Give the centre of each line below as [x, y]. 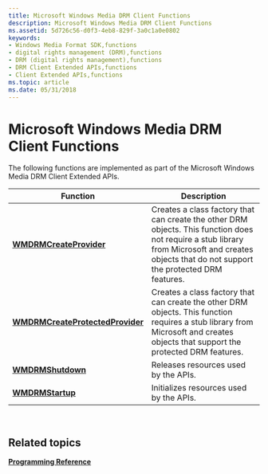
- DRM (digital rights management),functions [85, 61]
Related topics [45, 443]
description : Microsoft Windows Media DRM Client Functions [110, 23]
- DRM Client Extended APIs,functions [73, 68]
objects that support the [196, 342]
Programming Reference [50, 462]
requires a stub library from [202, 322]
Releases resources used [198, 365]
